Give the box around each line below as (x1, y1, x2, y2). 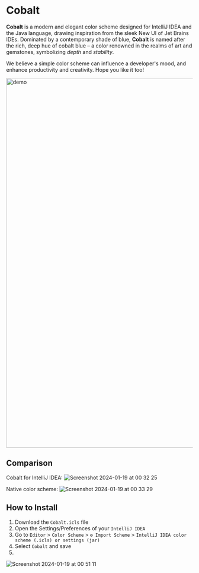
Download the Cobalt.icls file (14, 518, 89, 526)
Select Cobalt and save (14, 542, 72, 549)
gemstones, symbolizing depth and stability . (6, 48, 114, 55)
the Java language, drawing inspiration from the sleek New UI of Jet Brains (6, 29, 190, 36)
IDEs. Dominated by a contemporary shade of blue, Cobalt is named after (6, 36, 185, 43)
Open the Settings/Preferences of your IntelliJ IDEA (14, 524, 146, 531)
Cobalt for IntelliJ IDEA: (6, 474, 63, 481)
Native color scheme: (6, 485, 58, 492)
